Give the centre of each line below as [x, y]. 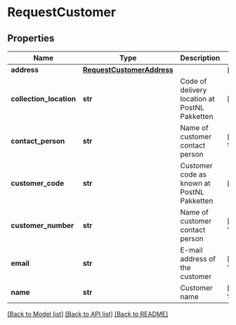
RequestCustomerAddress [128, 70]
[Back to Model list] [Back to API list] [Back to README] [88, 314]
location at [198, 99]
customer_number [42, 225]
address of [198, 259]
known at [195, 183]
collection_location [43, 99]
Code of [194, 81]
